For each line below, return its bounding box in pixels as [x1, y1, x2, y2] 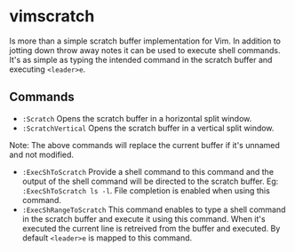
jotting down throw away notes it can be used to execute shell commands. [9, 44, 281, 55]
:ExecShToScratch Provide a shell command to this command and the [21, 166, 274, 177]
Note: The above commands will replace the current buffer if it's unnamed [9, 139, 280, 150]
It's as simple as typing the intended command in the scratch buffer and [9, 54, 273, 65]
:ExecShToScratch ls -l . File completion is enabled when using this [21, 185, 271, 196]
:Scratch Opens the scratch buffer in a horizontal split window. [21, 113, 252, 123]
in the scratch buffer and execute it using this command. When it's [21, 213, 266, 224]
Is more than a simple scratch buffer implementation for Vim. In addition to [9, 35, 282, 46]
